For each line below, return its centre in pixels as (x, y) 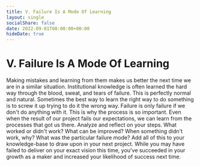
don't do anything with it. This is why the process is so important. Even (94, 112)
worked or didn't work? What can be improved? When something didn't (95, 131)
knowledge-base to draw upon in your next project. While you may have (95, 144)
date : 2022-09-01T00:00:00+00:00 (48, 28)
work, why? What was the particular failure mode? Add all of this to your (95, 138)
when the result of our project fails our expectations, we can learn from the (99, 119)
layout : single (25, 17)
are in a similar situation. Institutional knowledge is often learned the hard (97, 87)
